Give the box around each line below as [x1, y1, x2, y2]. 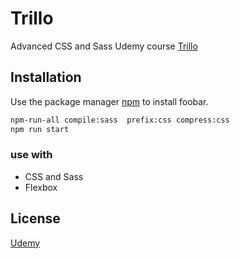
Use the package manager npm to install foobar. [10, 95, 209, 107]
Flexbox [24, 181, 58, 193]
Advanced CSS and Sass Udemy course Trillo [10, 40, 198, 52]
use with [10, 148, 53, 162]
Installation [10, 69, 82, 86]
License [10, 210, 61, 227]
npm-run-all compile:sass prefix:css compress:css [10, 115, 230, 125]
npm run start [10, 124, 70, 134]
